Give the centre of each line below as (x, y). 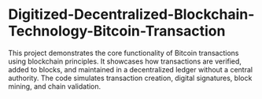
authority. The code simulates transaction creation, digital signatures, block (130, 78)
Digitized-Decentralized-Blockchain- (131, 15)
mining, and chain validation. (55, 86)
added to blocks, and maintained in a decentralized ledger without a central (131, 69)
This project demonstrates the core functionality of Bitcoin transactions (124, 53)
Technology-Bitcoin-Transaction (117, 31)
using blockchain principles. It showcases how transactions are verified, (125, 61)
